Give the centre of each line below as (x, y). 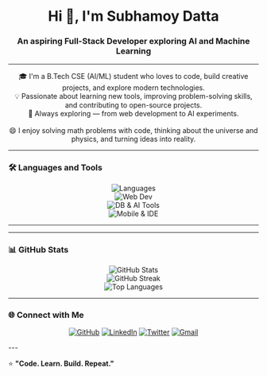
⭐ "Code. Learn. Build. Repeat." (61, 364)
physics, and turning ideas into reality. (133, 139)
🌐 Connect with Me (46, 315)
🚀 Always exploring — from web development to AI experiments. (133, 114)
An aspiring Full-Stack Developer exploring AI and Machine (133, 41)
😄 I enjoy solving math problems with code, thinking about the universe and (133, 131)
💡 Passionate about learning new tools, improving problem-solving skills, (133, 96)
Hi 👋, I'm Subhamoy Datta (133, 16)
